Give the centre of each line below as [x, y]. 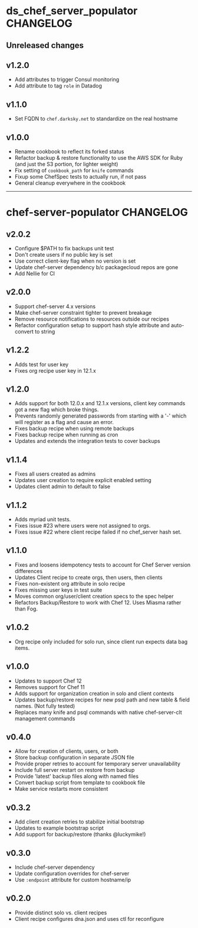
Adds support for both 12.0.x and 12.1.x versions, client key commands [100, 403]
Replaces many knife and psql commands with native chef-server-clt [98, 712]
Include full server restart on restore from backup [75, 770]
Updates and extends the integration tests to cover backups [87, 441]
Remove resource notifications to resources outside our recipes [92, 319]
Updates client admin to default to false [62, 487]
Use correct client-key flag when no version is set [75, 261]
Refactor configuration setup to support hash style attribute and [92, 325]
